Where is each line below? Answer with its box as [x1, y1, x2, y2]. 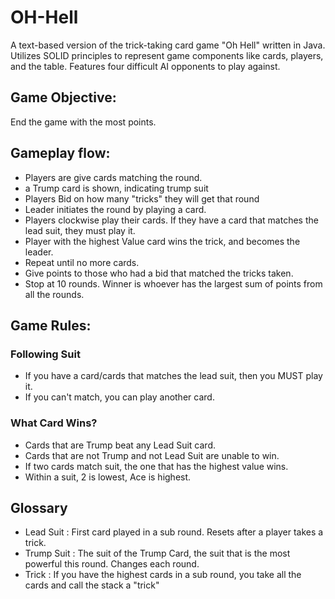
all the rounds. [24, 288, 85, 300]
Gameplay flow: [10, 145, 111, 162]
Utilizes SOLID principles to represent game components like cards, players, [10, 49, 324, 61]
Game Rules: [10, 317, 92, 334]
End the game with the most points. [10, 116, 157, 128]
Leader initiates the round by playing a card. [24, 203, 207, 215]
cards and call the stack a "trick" [24, 579, 160, 591]
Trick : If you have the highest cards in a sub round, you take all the [24, 569, 302, 581]
